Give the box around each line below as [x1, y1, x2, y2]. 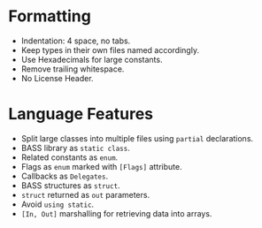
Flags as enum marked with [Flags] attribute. [20, 161, 182, 171]
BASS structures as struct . [20, 179, 120, 191]
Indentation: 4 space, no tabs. [20, 35, 131, 46]
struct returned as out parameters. [20, 189, 150, 200]
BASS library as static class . [20, 142, 130, 153]
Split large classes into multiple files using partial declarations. [20, 133, 254, 143]
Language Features [8, 104, 154, 125]
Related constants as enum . [20, 152, 119, 163]
